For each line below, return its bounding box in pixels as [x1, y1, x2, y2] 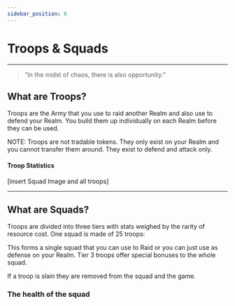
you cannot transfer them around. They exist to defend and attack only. [7, 145, 213, 154]
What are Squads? [7, 204, 90, 215]
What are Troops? [7, 91, 87, 102]
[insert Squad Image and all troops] [7, 177, 109, 185]
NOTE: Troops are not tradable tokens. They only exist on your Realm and [7, 138, 219, 146]
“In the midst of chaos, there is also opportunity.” [24, 70, 166, 79]
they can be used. [7, 124, 59, 133]
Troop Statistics [7, 161, 55, 169]
